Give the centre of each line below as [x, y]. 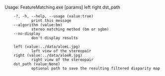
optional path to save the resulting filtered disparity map [96, 69]
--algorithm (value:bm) [38, 25]
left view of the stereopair [61, 51]
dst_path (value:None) [37, 64]
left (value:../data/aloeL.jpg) [47, 47]
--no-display [27, 34]
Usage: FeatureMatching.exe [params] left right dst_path [62, 7]
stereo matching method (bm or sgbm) [70, 29]
